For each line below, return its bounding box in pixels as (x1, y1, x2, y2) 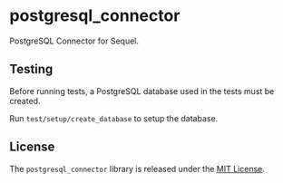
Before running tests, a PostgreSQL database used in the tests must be (9, 85, 275, 96)
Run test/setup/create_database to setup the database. (9, 112, 219, 123)
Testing (9, 62, 54, 77)
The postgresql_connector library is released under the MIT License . (9, 163, 266, 174)
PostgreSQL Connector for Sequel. (9, 35, 139, 46)
